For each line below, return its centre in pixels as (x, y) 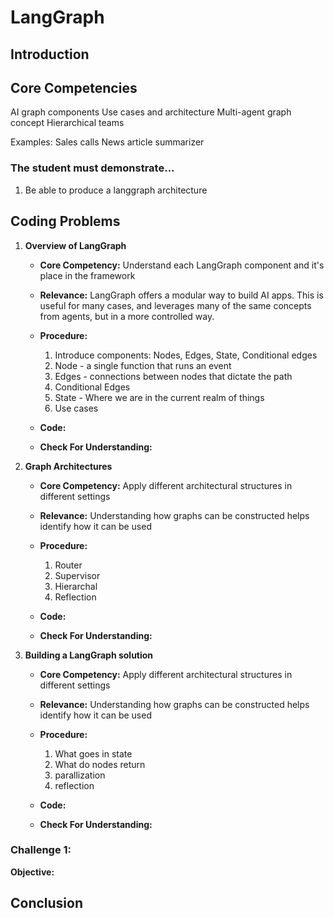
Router (68, 565)
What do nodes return (100, 764)
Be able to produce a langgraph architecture (116, 190)
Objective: (32, 872)
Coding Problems (65, 221)
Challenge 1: (41, 850)
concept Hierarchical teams (67, 123)
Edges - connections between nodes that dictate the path (173, 376)
